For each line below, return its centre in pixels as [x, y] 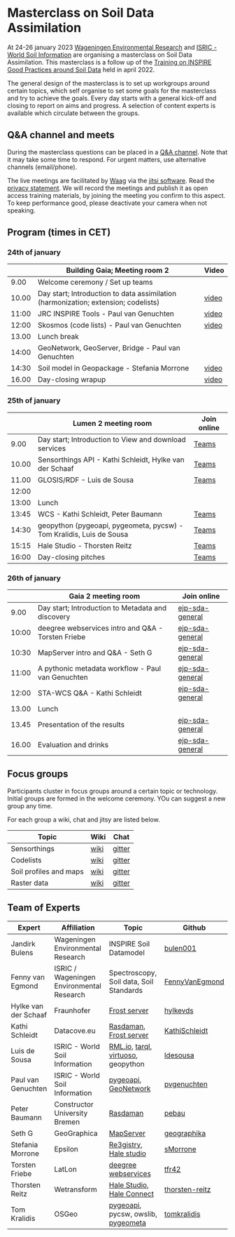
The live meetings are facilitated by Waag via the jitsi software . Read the [111, 180]
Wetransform [76, 1189]
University [71, 1113]
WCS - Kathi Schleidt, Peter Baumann [100, 514]
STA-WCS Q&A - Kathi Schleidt [90, 693]
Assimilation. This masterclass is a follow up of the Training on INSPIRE [109, 62]
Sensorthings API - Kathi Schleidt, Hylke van [111, 460]
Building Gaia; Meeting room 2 [117, 270]
